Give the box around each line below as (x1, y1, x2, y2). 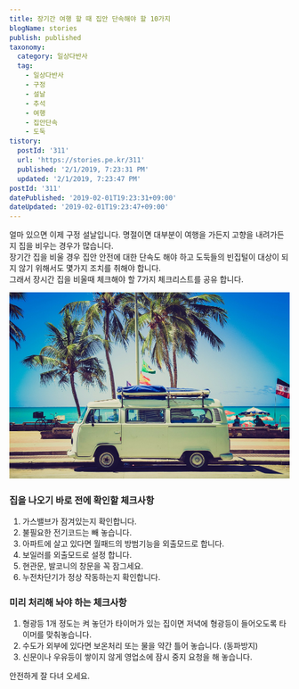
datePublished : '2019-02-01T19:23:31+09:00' (9, 193, 177, 203)
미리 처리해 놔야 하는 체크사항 (9, 596, 127, 609)
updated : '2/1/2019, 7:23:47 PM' (17, 174, 141, 183)
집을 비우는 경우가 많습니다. (18, 241, 114, 252)
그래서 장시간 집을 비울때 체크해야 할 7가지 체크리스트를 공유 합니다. (9, 274, 244, 285)
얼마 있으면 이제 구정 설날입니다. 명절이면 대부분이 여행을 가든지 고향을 (9, 229, 254, 240)
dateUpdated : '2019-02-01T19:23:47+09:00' (9, 203, 169, 212)
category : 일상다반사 (17, 52, 88, 62)
